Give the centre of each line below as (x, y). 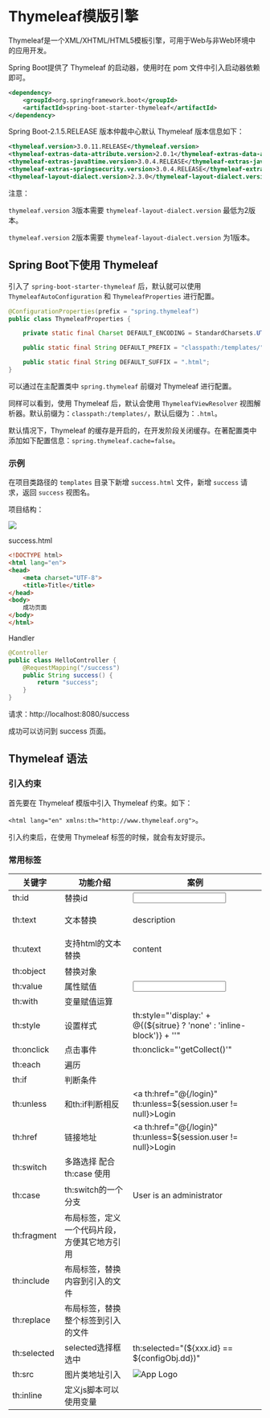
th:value (27, 986)
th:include (31, 1281)
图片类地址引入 (92, 1375)
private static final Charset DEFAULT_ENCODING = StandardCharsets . (140, 333)
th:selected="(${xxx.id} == (182, 1348)
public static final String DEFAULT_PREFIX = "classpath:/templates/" (143, 348)
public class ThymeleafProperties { (70, 319)
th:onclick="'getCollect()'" (182, 1050)
